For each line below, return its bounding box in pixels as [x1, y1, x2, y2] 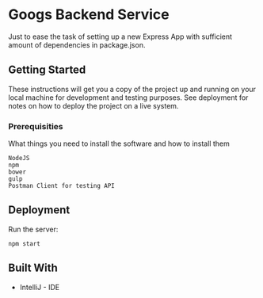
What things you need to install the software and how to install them [8, 139, 230, 148]
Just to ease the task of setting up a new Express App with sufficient [8, 32, 232, 41]
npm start [8, 239, 41, 247]
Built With [8, 262, 58, 275]
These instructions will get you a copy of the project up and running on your [8, 84, 256, 94]
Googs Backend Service [8, 6, 170, 24]
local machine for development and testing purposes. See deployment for [8, 93, 249, 102]
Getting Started [8, 63, 86, 77]
